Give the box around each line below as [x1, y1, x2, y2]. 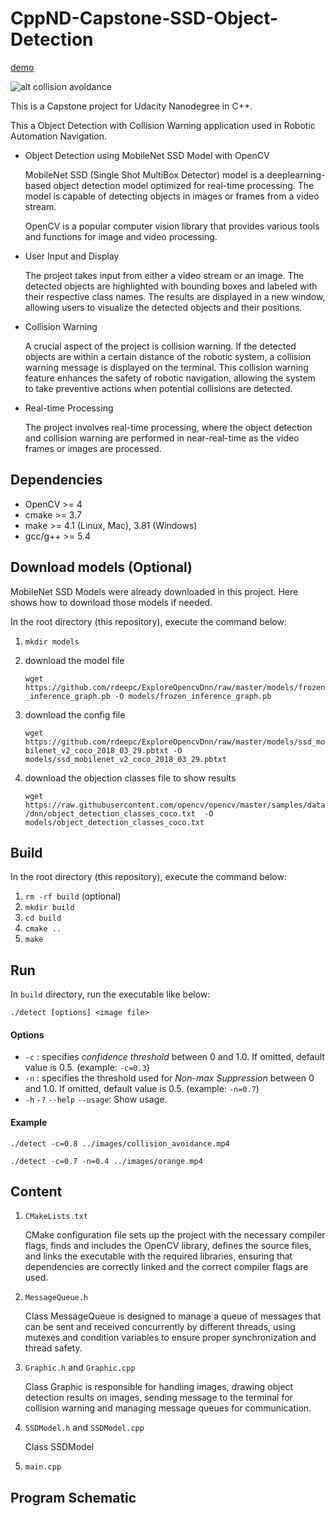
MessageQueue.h [24, 1293, 89, 1303]
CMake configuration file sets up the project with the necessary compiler [24, 1229, 326, 1241]
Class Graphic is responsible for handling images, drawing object [24, 1381, 294, 1393]
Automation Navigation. [10, 130, 108, 142]
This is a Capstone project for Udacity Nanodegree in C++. [10, 100, 253, 112]
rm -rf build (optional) [24, 890, 122, 902]
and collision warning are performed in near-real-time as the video [24, 432, 300, 444]
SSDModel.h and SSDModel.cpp [24, 1422, 145, 1434]
